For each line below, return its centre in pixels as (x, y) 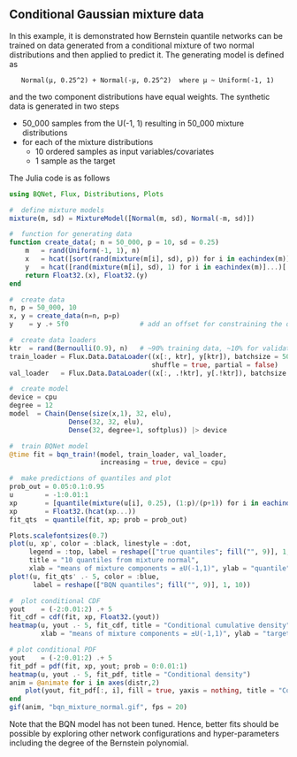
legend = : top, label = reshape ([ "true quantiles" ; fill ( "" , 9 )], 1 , (160, 552)
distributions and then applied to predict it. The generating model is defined (147, 54)
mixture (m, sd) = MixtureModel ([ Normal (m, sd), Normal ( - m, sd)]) (132, 218)
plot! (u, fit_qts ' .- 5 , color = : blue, (85, 577)
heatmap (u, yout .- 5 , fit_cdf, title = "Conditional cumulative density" (150, 626)
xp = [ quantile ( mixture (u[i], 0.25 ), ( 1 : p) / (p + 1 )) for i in (134, 503)
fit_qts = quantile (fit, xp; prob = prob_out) (99, 520)
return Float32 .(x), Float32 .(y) (87, 275)
